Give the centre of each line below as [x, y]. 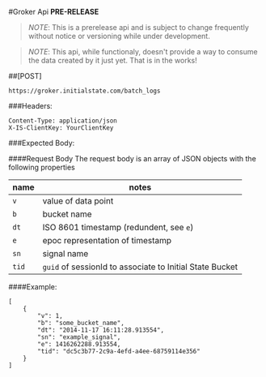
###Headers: [30, 106]
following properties [42, 167]
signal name [65, 253]
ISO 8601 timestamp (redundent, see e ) [118, 227]
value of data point [78, 201]
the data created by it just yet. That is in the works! [113, 60]
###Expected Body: [42, 143]
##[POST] [25, 76]
